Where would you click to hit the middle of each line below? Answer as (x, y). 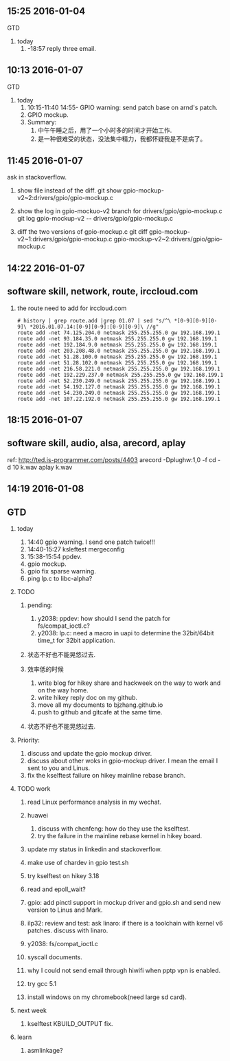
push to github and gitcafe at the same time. (100, 712)
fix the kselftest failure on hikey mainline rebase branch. (106, 776)
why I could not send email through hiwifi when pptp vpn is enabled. (124, 971)
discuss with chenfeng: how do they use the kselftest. (114, 829)
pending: (40, 605)
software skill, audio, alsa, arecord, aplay (96, 443)
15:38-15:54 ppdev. (55, 557)
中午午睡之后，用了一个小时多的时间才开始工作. (105, 130)
